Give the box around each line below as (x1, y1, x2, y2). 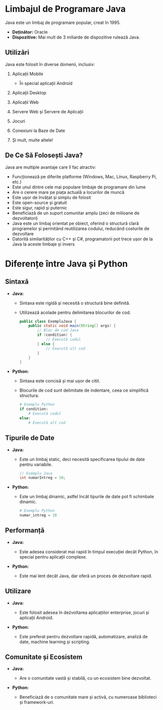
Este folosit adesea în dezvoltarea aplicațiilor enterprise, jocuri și (19, 609, 149, 615)
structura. (19, 393, 40, 398)
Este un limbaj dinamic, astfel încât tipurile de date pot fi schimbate (19, 494, 155, 500)
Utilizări (5, 48, 29, 57)
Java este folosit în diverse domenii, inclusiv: (5, 61, 95, 67)
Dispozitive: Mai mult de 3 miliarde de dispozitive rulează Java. (12, 34, 140, 40)
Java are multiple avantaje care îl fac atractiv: (5, 164, 97, 170)
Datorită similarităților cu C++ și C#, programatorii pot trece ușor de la (12, 236, 153, 242)
